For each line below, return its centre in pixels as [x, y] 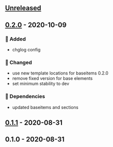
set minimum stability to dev [41, 84]
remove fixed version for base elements [52, 78]
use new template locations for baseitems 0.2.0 [60, 73]
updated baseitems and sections [45, 107]
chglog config [26, 50]
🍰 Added [15, 39]
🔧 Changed [18, 62]
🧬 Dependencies [25, 97]
